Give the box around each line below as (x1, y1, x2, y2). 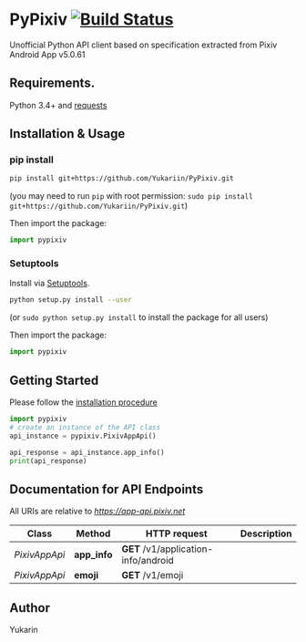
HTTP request (145, 527, 208, 540)
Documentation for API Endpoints (9, 481, 204, 497)
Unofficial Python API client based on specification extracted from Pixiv (9, 39, 278, 50)
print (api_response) (9, 456, 88, 465)
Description (240, 527, 292, 540)
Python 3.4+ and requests (9, 99, 107, 110)
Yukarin (9, 625, 38, 636)
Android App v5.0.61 (9, 48, 86, 59)
